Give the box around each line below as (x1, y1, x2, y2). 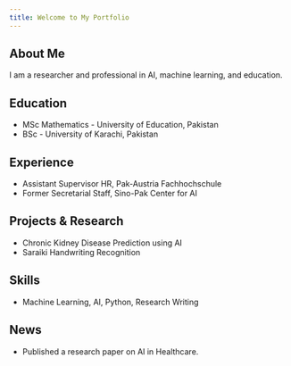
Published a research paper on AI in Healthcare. (21, 345, 199, 357)
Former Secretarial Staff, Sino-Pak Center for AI (21, 188, 198, 199)
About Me (9, 46, 65, 62)
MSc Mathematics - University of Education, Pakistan (21, 120, 219, 130)
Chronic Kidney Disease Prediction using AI (21, 237, 183, 248)
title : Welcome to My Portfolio (9, 12, 129, 22)
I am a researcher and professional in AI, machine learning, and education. (9, 70, 283, 80)
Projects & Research (9, 213, 124, 229)
